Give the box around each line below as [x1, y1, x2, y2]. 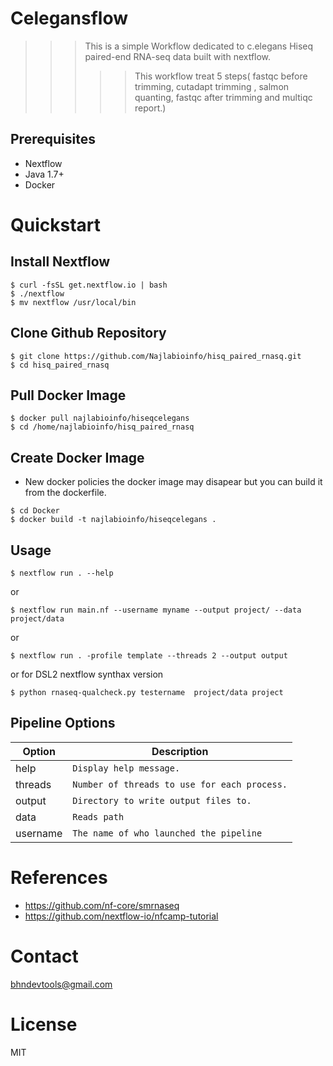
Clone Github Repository [10, 325, 167, 342]
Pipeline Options [10, 715, 116, 732]
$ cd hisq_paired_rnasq [10, 360, 110, 370]
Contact [10, 945, 79, 967]
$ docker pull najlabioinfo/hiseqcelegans [10, 413, 190, 424]
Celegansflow [10, 7, 129, 30]
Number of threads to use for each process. [72, 778, 288, 790]
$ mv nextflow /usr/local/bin [10, 297, 137, 307]
